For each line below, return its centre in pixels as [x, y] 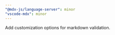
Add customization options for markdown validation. [58, 27]
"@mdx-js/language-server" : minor [40, 9]
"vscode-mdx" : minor [26, 14]
